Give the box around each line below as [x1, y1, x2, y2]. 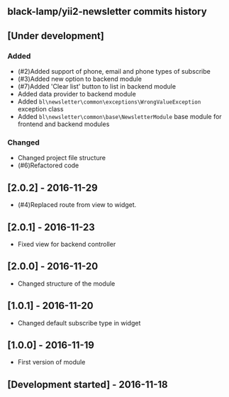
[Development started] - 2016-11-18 [7, 379, 168, 391]
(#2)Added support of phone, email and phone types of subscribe [17, 67, 211, 76]
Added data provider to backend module [17, 90, 136, 99]
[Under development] [7, 30, 104, 42]
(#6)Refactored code [17, 161, 79, 169]
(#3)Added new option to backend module [17, 74, 142, 84]
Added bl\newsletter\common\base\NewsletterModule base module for [17, 113, 222, 121]
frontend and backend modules [17, 120, 110, 128]
